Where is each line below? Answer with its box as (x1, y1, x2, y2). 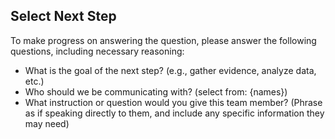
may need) (24, 117, 70, 129)
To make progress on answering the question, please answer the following (10, 34, 317, 46)
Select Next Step (10, 8, 117, 25)
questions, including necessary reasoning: (10, 45, 185, 57)
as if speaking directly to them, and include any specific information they (24, 107, 325, 119)
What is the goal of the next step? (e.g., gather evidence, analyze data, (24, 64, 317, 76)
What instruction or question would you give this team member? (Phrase (24, 96, 323, 108)
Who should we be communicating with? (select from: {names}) (24, 85, 288, 98)
